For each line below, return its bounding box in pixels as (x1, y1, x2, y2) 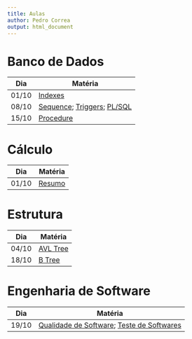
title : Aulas (7, 10, 46, 18)
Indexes (38, 90, 64, 100)
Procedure (38, 113, 74, 123)
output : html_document (7, 23, 74, 30)
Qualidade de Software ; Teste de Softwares (38, 320, 182, 330)
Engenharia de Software (7, 283, 151, 299)
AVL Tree (38, 244, 69, 254)
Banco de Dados (7, 53, 104, 69)
